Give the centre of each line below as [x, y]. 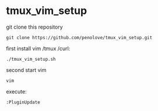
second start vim [26, 70]
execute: [17, 91]
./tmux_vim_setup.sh [31, 59]
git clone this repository [34, 27]
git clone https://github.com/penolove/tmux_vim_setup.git [79, 37]
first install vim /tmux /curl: [38, 48]
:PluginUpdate [23, 102]
